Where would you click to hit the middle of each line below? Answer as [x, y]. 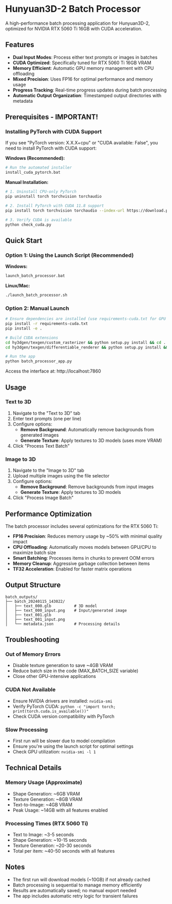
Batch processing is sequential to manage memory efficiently [77, 885]
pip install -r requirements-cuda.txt [47, 324]
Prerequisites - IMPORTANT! [52, 117]
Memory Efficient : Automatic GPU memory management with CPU [83, 68]
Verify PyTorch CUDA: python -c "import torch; [64, 706]
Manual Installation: [27, 182]
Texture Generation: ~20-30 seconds [52, 845]
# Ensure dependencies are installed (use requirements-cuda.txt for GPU [86, 319]
